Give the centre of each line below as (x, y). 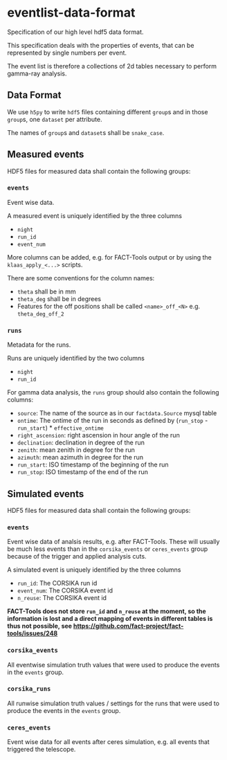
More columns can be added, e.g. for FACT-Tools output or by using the (110, 257)
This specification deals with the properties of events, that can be (101, 45)
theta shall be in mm (46, 291)
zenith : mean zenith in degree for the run (76, 450)
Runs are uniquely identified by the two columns (76, 359)
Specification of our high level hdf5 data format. (75, 32)
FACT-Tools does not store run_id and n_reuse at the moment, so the (107, 611)
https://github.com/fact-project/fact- (128, 626)
